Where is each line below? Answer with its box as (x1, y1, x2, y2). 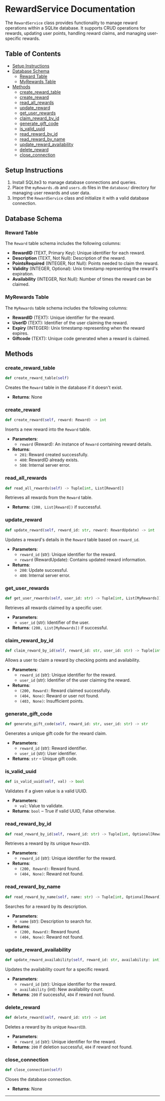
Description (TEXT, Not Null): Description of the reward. (12, 255, 126, 261)
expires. (12, 330, 28, 336)
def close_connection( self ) (5, 1067, 63, 1072)
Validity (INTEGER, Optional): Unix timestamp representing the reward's (12, 266, 158, 272)
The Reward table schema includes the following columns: (5, 241, 121, 246)
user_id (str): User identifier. (19, 751, 77, 757)
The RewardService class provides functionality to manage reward (5, 20, 137, 26)
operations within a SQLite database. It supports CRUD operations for (5, 25, 146, 31)
